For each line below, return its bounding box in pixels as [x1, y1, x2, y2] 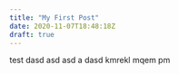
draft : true [9, 30, 55, 39]
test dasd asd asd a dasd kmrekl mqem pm [9, 55, 171, 66]
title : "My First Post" [9, 13, 100, 23]
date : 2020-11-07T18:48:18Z [9, 22, 116, 31]
